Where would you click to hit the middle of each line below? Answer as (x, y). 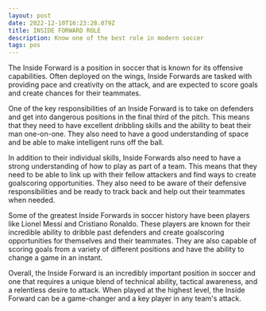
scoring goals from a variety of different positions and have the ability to (126, 249)
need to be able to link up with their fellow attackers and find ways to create (132, 175)
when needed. (32, 200)
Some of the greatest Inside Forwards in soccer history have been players (129, 216)
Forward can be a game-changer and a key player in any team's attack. (125, 298)
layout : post (30, 16)
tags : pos (25, 45)
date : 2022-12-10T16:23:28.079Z (62, 23)
